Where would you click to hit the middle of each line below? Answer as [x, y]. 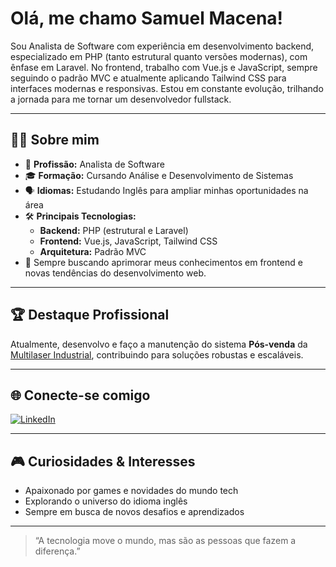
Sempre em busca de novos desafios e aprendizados [134, 512]
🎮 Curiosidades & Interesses [103, 461]
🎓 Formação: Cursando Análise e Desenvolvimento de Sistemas [159, 175]
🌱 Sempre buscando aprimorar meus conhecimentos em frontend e [163, 262]
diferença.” [57, 551]
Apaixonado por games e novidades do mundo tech [131, 491]
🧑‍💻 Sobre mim [55, 140]
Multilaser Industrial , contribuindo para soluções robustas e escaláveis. [157, 354]
